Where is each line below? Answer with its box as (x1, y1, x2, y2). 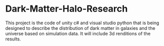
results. (5, 36, 22, 42)
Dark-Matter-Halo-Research (5, 3, 128, 15)
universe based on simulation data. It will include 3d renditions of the (5, 30, 151, 36)
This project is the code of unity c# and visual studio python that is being (5, 20, 159, 26)
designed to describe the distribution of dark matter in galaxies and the (5, 25, 155, 31)
